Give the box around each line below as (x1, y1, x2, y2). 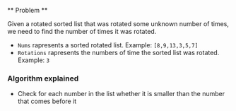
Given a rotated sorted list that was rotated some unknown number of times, (7, 20, 230, 28)
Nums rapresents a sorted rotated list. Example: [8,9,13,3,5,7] (17, 41, 199, 49)
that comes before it (17, 97, 77, 105)
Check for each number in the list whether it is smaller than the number (17, 90, 225, 98)
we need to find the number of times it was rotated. (7, 28, 157, 35)
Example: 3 (17, 56, 50, 64)
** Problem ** (7, 6, 48, 14)
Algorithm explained (7, 74, 79, 83)
